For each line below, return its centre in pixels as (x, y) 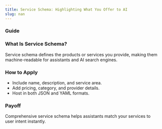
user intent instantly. (26, 121)
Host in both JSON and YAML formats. (51, 93)
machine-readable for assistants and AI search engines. (61, 60)
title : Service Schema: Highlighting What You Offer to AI (66, 9)
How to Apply (21, 72)
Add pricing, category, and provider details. (56, 88)
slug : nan (15, 14)
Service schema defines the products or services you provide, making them (81, 54)
